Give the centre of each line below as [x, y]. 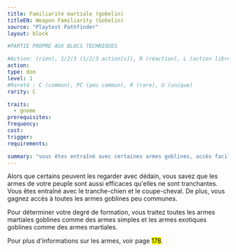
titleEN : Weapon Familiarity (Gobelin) [66, 20]
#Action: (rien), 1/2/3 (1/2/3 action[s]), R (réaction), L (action [110, 59]
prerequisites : [29, 118]
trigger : [20, 137]
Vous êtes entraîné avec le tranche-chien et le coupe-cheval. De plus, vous [116, 191]
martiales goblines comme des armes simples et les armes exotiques [107, 220]
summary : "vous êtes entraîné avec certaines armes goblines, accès [110, 156]
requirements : [28, 144]
